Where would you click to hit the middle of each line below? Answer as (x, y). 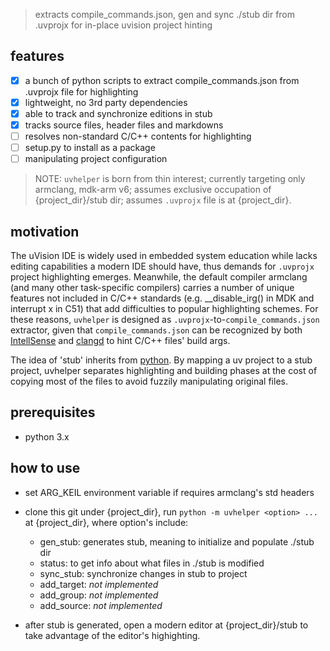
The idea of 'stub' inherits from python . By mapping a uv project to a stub (161, 360)
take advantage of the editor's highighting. (112, 635)
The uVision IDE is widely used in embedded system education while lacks (164, 256)
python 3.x (47, 436)
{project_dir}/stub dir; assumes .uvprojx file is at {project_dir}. (163, 200)
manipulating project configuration (96, 159)
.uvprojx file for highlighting (81, 91)
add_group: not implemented (99, 595)
